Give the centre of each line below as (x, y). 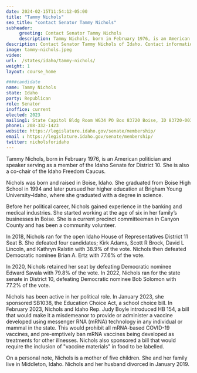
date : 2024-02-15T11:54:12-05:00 (47, 11)
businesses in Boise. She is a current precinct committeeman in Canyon (93, 219)
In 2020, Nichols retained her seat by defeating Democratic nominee (89, 266)
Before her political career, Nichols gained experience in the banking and (94, 206)
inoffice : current (28, 109)
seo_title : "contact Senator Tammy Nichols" (61, 22)
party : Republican (28, 99)
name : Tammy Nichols (31, 88)
